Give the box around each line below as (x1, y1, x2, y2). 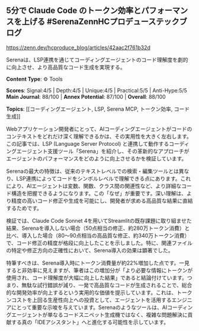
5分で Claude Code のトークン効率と (6, 5, 142, 16)
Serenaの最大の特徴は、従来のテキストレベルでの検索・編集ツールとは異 (6, 168, 185, 175)
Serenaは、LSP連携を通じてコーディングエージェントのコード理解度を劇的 (6, 56, 188, 63)
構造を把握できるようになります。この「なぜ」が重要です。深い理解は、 (11, 189, 187, 197)
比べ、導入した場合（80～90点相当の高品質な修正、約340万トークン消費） (6, 232, 190, 239)
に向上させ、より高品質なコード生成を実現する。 (6, 63, 126, 70)
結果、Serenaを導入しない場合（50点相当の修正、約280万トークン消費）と (6, 224, 190, 232)
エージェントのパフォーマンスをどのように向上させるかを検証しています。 (6, 155, 187, 162)
